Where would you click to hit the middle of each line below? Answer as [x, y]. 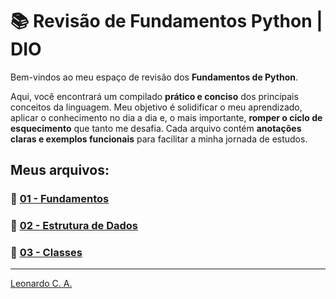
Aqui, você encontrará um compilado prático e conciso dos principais [154, 96]
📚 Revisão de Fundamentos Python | [166, 21]
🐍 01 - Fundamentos [60, 199]
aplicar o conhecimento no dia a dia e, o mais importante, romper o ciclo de [166, 117]
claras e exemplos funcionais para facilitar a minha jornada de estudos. [159, 139]
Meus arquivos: [60, 170]
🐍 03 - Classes [46, 253]
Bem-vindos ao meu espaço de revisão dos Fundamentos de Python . [154, 77]
